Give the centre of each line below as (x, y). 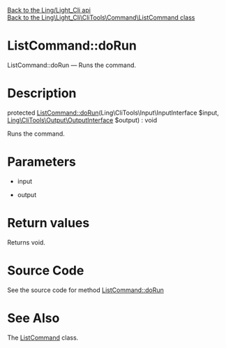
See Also (33, 318)
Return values (48, 223)
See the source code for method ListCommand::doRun (85, 290)
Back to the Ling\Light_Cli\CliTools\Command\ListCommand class (101, 17)
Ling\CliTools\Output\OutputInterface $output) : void (82, 120)
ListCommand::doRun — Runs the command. (72, 65)
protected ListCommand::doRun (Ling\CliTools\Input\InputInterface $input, (113, 113)
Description (42, 93)
